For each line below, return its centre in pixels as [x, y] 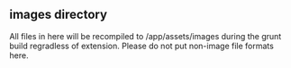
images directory [59, 15]
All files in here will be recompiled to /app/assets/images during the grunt [145, 36]
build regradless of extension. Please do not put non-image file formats [142, 46]
